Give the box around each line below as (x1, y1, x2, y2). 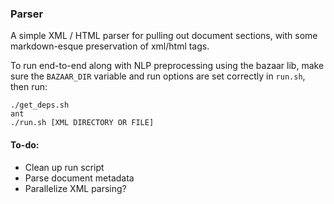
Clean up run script (24, 161, 105, 173)
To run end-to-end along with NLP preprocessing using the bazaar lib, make (10, 60, 325, 72)
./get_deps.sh (10, 100, 70, 111)
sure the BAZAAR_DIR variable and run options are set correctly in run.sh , (10, 70, 306, 82)
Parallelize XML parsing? (24, 182, 127, 194)
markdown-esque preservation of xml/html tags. (10, 40, 210, 52)
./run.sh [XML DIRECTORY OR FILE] (10, 118, 155, 128)
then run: (10, 81, 48, 93)
